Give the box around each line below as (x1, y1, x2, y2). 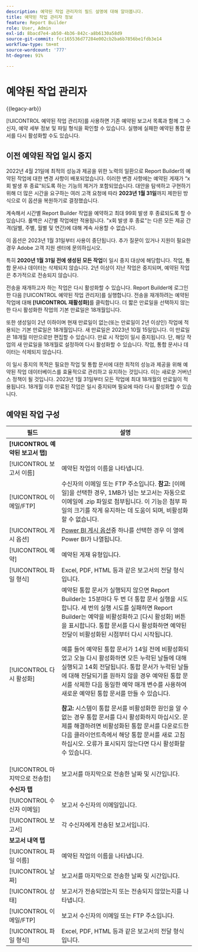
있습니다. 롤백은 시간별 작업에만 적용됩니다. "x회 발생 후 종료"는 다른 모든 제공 (6, 217, 185, 224)
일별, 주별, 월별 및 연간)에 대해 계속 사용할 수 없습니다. (12, 224, 137, 232)
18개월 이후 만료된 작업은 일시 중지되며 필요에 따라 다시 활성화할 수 (28, 383, 181, 390)
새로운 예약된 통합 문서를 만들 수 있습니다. (61, 689, 171, 697)
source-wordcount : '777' (6, 47, 67, 53)
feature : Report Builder (6, 19, 67, 25)
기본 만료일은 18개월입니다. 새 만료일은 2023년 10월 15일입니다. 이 (21, 326, 174, 334)
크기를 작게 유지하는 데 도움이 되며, (74, 506, 165, 514)
